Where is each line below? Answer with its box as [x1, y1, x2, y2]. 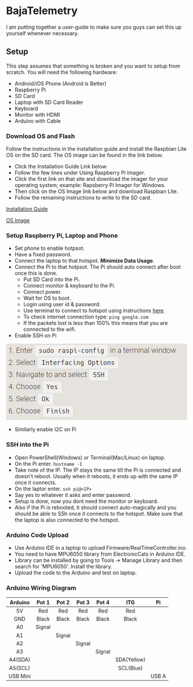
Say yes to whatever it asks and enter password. [14, 491, 132, 498]
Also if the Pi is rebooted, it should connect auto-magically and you [14, 503, 177, 511]
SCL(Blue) [118, 664, 143, 671]
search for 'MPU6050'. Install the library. [14, 563, 112, 570]
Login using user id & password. [23, 301, 101, 308]
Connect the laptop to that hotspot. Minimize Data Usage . [14, 257, 155, 265]
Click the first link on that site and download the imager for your [14, 175, 168, 182]
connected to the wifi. [23, 326, 76, 333]
